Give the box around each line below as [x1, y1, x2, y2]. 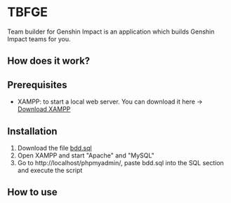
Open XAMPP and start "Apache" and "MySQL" [17, 151, 154, 160]
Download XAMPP [17, 105, 71, 113]
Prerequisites [7, 78, 67, 91]
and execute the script [17, 166, 83, 174]
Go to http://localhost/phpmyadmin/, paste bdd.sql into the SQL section [17, 158, 225, 167]
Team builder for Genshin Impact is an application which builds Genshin [7, 27, 215, 36]
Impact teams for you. [7, 34, 71, 43]
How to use [7, 186, 58, 198]
